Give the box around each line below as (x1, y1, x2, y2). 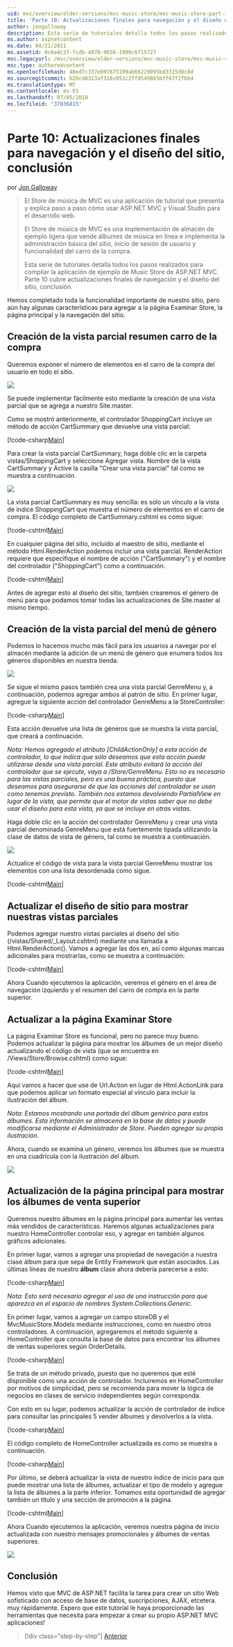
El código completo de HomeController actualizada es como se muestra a (7, 1439, 218, 1447)
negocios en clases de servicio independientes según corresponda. (7, 1391, 201, 1400)
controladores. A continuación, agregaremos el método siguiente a (7, 1327, 198, 1336)
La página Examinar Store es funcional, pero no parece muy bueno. (7, 1032, 200, 1041)
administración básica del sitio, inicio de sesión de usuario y (24, 239, 196, 247)
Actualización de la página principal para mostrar (7, 1185, 225, 1197)
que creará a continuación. (7, 732, 85, 740)
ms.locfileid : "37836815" (7, 101, 82, 108)
